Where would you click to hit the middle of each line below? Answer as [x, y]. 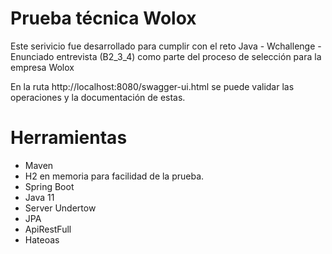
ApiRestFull [48, 229]
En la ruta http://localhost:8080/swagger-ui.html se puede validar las [152, 86]
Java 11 [39, 197]
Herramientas [69, 138]
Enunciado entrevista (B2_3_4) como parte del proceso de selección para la [166, 56]
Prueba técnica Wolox [103, 18]
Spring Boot [49, 186]
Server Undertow [60, 208]
